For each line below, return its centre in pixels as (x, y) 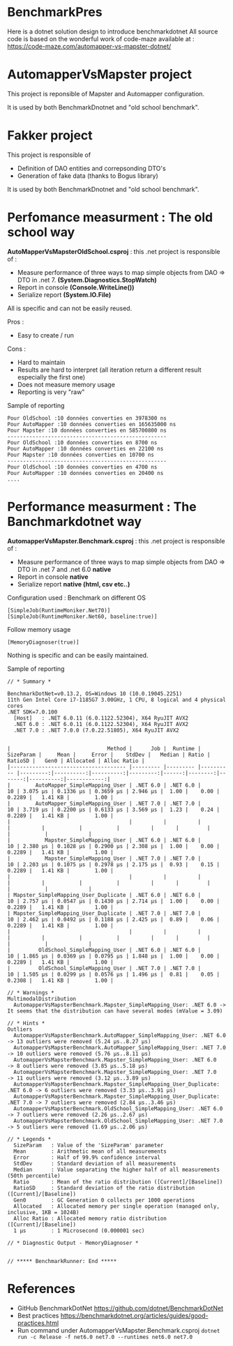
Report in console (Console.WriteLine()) (76, 287)
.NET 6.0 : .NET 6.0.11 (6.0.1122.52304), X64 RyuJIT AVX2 (101, 724)
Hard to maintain (41, 362)
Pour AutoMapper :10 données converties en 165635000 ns (92, 424)
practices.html (38, 1323)
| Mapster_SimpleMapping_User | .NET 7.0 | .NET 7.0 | (104, 859)
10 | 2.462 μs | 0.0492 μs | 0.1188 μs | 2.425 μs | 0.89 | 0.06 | (113, 919)
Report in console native (53, 577)
